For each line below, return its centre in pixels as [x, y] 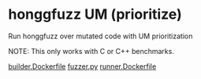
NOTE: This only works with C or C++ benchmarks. [91, 51]
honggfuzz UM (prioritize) [95, 14]
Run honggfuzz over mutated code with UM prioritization [100, 36]
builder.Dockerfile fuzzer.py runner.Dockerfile [82, 66]
